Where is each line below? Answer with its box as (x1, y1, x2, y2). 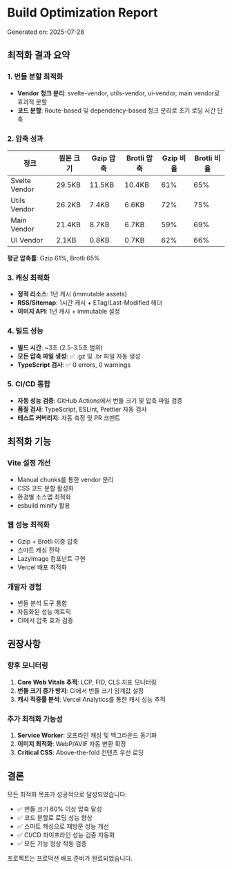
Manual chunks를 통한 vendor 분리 (17, 475, 114, 484)
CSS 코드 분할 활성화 (17, 484, 74, 492)
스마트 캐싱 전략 (17, 546, 60, 554)
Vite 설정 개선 (7, 458, 51, 468)
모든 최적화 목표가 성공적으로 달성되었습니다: (7, 790, 128, 799)
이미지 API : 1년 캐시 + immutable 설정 (17, 307, 121, 316)
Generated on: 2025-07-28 (7, 28, 85, 36)
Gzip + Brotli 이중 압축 (17, 537, 79, 545)
